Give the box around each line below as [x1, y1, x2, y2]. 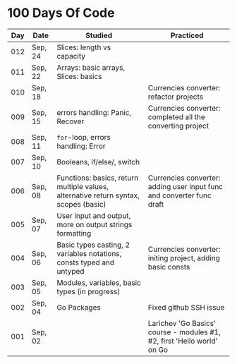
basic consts [147, 262, 190, 272]
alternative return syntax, [56, 190, 140, 200]
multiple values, [56, 181, 109, 191]
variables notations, [56, 248, 122, 258]
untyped [56, 266, 85, 276]
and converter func [147, 190, 212, 200]
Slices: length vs [56, 42, 111, 52]
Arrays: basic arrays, [56, 62, 126, 72]
